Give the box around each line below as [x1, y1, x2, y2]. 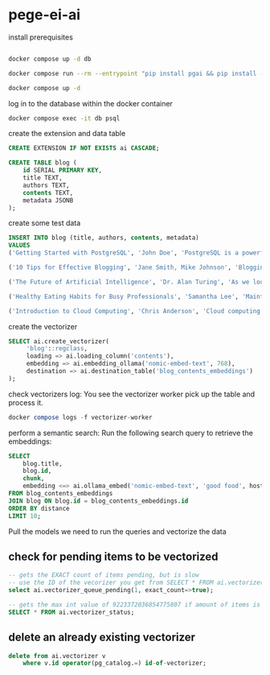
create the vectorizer [8, 321, 78, 331]
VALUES [8, 242, 31, 250]
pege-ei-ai [8, 6, 81, 24]
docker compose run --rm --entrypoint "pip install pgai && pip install [8, 69, 257, 77]
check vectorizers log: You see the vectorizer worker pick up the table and [8, 389, 256, 399]
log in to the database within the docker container [8, 98, 173, 108]
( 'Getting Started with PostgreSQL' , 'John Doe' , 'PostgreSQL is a [8, 249, 239, 257]
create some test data [8, 218, 81, 228]
